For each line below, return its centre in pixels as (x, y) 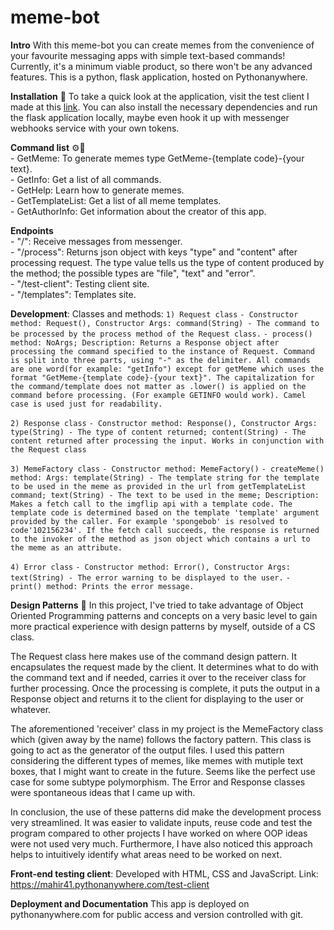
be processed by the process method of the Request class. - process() (161, 334)
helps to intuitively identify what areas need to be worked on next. (146, 854)
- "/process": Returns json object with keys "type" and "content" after (154, 252)
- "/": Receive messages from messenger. (96, 241)
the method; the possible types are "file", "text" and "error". (133, 273)
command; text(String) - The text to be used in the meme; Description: (165, 495)
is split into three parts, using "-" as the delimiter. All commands (160, 360)
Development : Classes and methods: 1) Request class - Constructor (154, 313)
